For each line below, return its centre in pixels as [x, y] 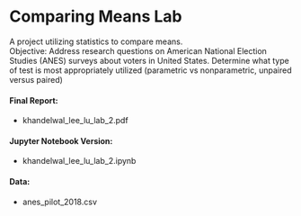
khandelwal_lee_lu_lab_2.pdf [75, 121]
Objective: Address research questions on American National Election [138, 50]
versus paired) [36, 79]
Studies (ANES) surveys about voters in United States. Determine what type [149, 60]
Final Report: [34, 100]
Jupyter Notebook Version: [61, 140]
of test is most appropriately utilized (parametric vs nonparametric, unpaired [150, 70]
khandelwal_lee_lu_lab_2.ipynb [79, 161]
